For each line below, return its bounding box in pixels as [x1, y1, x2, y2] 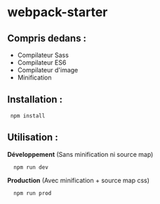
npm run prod [13, 189, 52, 197]
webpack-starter [7, 4, 108, 20]
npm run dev [13, 163, 49, 171]
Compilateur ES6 [17, 58, 67, 67]
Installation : [7, 94, 63, 106]
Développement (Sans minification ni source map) [7, 150, 154, 158]
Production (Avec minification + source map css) [7, 176, 149, 184]
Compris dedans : [7, 32, 86, 44]
